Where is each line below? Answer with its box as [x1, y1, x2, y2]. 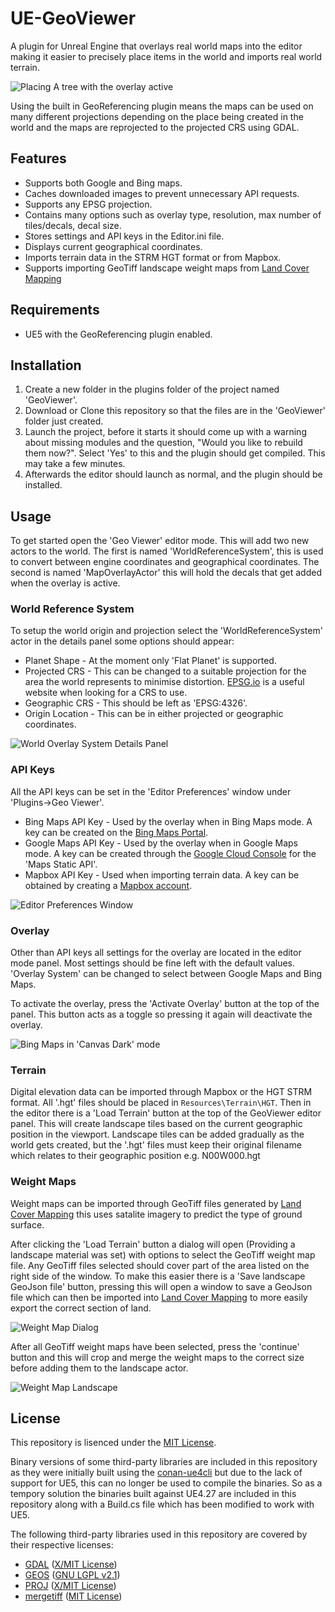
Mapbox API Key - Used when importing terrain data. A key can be [24, 868, 300, 881]
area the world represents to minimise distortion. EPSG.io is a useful [24, 676, 305, 688]
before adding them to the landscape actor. [10, 1362, 189, 1374]
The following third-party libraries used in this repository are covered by [10, 1528, 308, 1541]
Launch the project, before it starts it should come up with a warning [24, 426, 307, 438]
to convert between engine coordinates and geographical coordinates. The [10, 556, 320, 568]
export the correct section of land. [10, 1302, 152, 1314]
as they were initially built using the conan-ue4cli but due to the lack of [10, 1467, 303, 1479]
